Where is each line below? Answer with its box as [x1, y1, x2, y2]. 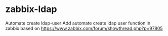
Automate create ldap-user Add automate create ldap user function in [5, 20, 151, 26]
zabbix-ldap [5, 3, 57, 15]
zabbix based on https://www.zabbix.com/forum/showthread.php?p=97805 [5, 25, 163, 31]
